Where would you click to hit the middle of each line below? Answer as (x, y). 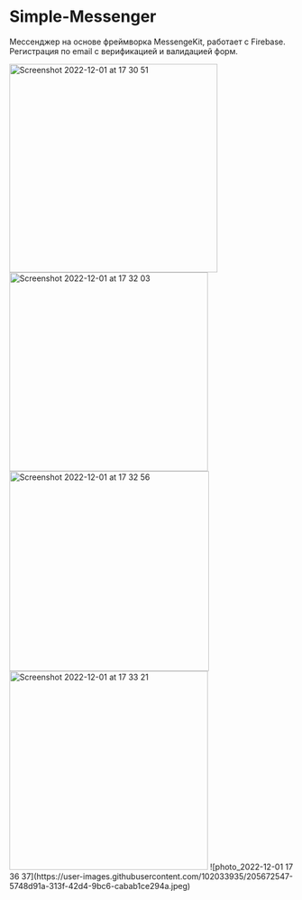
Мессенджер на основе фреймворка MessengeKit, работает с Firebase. (147, 42)
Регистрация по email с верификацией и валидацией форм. (124, 51)
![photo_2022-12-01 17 (252, 867)
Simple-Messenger (83, 17)
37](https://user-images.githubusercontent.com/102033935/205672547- (157, 876)
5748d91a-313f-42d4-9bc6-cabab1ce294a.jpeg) (100, 886)
